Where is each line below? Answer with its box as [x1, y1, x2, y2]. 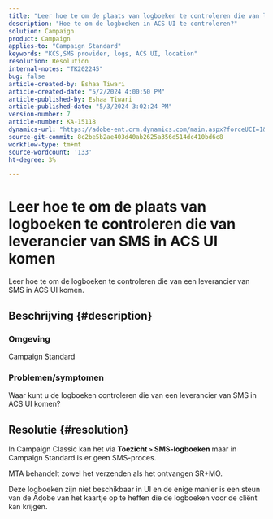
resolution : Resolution [8, 58, 89, 66]
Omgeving [8, 333, 51, 344]
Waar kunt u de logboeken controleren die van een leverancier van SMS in [8, 390, 258, 400]
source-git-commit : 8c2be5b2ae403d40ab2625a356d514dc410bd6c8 [8, 133, 223, 141]
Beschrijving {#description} [8, 308, 153, 322]
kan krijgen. [8, 501, 48, 511]
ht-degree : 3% [8, 155, 57, 164]
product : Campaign [8, 34, 71, 43]
